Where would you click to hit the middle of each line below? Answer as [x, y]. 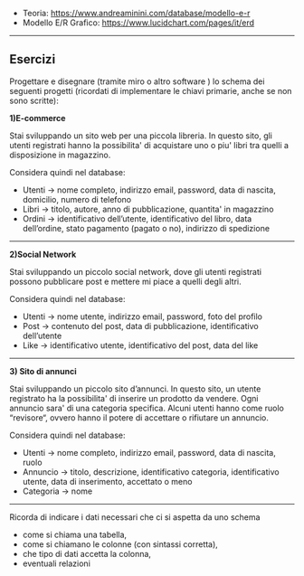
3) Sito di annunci [43, 371]
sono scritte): [34, 100]
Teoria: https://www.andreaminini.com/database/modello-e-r [136, 13]
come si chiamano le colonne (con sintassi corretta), [120, 544]
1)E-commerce [38, 118]
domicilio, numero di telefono [77, 199]
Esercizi [33, 59]
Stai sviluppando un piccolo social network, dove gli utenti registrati [136, 271]
